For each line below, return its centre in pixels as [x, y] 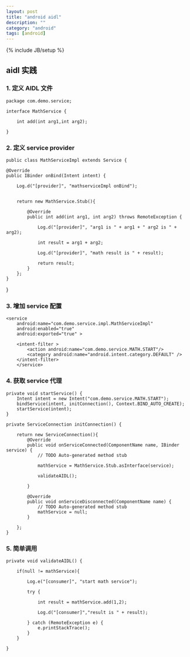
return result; [56, 263]
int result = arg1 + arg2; [70, 243]
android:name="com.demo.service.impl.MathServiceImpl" [85, 324]
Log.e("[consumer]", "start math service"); [82, 582]
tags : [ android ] [26, 34]
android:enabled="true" [46, 329]
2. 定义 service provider [40, 148]
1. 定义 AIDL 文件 [29, 88]
